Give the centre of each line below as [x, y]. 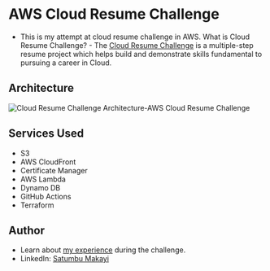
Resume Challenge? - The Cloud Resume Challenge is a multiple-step [137, 45]
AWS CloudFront [48, 162]
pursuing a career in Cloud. [66, 63]
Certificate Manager [54, 170]
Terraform [37, 205]
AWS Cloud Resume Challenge [114, 14]
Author [26, 230]
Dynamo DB [40, 187]
